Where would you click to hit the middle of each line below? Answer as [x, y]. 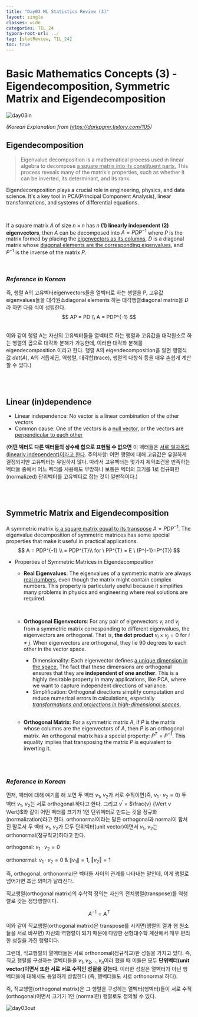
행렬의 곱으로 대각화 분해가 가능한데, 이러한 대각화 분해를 [77, 343]
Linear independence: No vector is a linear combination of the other [97, 416]
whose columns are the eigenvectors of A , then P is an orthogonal [104, 729]
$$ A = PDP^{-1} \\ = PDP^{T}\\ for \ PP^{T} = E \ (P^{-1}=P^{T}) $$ [99, 550]
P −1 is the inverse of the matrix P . [46, 252]
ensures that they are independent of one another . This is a [105, 673]
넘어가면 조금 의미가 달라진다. [40, 880]
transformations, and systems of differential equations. [73, 202]
